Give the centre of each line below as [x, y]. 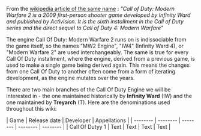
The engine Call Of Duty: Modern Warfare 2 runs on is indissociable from [96, 39]
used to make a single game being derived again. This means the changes [98, 65]
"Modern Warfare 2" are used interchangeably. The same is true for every [97, 52]
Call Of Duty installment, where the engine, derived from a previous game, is [100, 59]
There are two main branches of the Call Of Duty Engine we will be [88, 89]
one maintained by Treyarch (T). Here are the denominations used [88, 102]
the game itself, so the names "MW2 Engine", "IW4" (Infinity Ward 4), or [95, 46]
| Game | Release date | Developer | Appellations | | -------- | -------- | [94, 120]
